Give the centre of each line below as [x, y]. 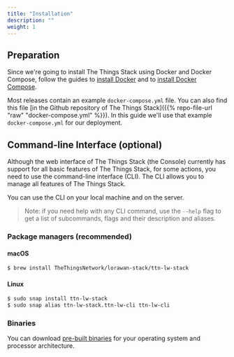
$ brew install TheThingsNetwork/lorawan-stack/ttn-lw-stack [98, 268]
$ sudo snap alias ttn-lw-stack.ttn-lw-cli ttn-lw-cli [89, 305]
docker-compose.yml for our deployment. [65, 122]
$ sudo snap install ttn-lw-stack [58, 299]
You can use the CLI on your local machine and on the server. [96, 197]
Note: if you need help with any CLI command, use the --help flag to [123, 211]
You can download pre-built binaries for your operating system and [104, 338]
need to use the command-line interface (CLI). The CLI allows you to [106, 176]
